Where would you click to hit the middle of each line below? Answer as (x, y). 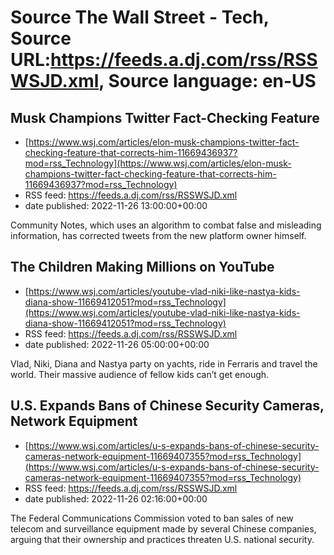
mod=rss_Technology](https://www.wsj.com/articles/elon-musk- (158, 163)
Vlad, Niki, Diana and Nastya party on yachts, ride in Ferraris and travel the (164, 363)
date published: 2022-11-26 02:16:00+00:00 (116, 498)
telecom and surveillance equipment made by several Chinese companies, (163, 528)
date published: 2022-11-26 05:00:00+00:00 (117, 344)
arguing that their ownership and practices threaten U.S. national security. (162, 539)
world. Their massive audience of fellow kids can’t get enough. (140, 374)
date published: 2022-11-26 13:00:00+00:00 (116, 205)
